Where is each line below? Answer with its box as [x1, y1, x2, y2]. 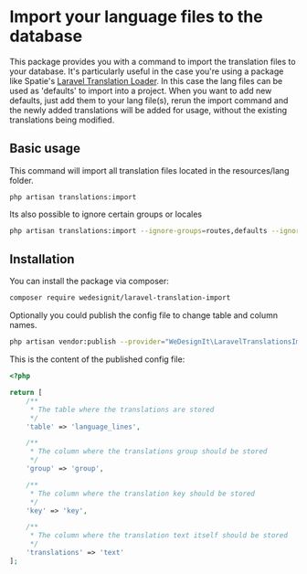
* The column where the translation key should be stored [29, 489, 256, 498]
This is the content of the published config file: [9, 354, 185, 365]
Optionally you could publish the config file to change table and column [9, 310, 279, 321]
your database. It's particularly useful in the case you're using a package [9, 66, 284, 77]
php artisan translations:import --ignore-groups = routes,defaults [9, 226, 268, 235]
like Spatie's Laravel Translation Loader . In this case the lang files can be [9, 75, 283, 86]
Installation [9, 251, 75, 267]
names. [9, 320, 37, 331]
